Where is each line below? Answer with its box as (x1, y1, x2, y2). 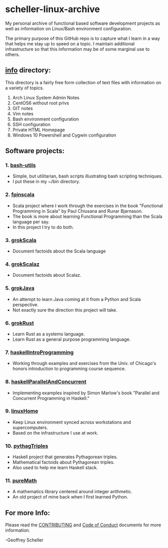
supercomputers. (12, 424, 49, 431)
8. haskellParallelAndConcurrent (5, 378, 87, 385)
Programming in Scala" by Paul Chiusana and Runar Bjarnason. (12, 208, 143, 214)
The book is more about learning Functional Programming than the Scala (12, 213, 162, 219)
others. (5, 51, 20, 57)
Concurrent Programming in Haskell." (12, 395, 90, 401)
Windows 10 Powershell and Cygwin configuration (12, 132, 116, 138)
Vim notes (12, 110, 34, 116)
